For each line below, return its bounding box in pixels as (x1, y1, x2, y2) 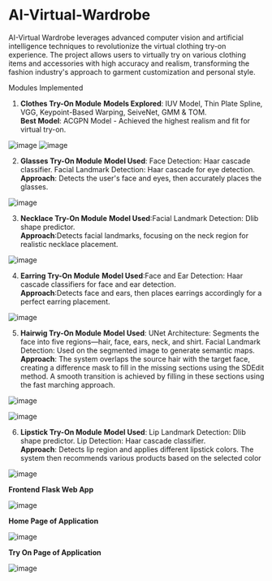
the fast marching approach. (19, 379, 115, 389)
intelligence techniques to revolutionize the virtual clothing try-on (8, 41, 227, 50)
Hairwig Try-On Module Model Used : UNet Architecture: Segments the (19, 327, 260, 338)
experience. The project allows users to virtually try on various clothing (8, 50, 246, 59)
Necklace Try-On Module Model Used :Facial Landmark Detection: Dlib (19, 213, 259, 223)
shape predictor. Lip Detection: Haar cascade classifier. (19, 436, 206, 445)
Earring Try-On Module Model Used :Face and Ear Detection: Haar (19, 271, 244, 280)
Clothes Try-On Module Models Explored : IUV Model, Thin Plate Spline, (19, 98, 263, 108)
